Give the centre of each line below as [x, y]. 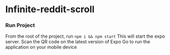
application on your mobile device [41, 47]
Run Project [20, 25]
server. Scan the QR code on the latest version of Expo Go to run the [78, 42]
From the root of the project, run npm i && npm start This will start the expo [85, 36]
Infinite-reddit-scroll [50, 9]
